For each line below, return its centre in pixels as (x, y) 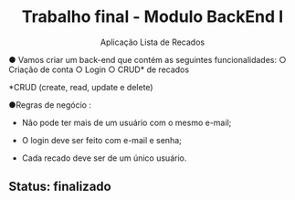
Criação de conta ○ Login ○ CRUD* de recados (99, 69)
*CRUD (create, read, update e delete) (81, 87)
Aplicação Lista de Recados (153, 42)
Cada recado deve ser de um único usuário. (104, 158)
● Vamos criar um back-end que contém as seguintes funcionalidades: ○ (147, 59)
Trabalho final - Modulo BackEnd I (153, 17)
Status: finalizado (60, 187)
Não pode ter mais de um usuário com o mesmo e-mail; (126, 122)
